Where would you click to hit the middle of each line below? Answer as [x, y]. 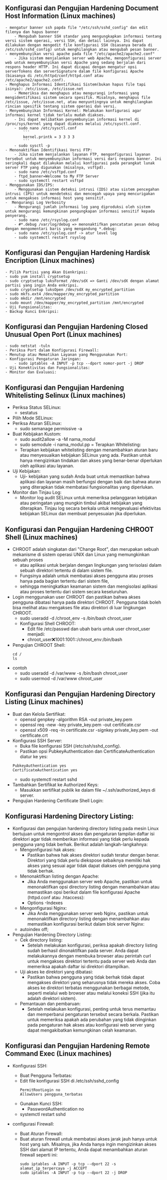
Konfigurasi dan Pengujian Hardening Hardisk [78, 253]
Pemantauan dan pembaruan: [50, 1004]
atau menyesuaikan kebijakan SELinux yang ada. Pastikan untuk [85, 455]
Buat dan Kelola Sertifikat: [39, 714]
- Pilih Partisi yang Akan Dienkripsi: [47, 272]
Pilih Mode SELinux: [33, 418]
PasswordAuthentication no [56, 1109]
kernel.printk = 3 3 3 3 [49, 137]
